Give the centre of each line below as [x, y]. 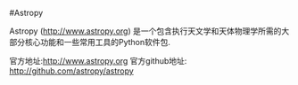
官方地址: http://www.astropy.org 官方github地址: [98, 61]
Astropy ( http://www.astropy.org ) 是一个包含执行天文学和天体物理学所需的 [145, 31]
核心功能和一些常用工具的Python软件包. [98, 42]
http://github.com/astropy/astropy [71, 71]
